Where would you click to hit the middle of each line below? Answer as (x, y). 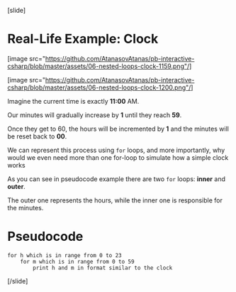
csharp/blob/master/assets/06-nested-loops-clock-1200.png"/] (100, 87)
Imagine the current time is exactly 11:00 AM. (73, 101)
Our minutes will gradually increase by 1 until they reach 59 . (95, 115)
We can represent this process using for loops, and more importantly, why (116, 150)
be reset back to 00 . (37, 136)
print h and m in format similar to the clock (103, 268)
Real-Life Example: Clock (83, 39)
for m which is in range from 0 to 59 (77, 261)
